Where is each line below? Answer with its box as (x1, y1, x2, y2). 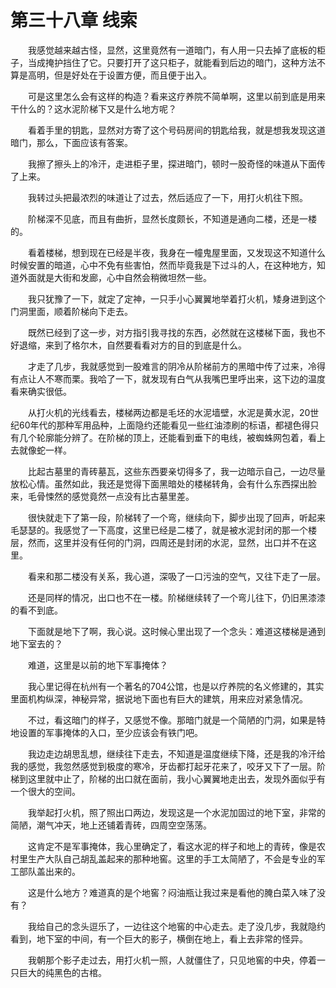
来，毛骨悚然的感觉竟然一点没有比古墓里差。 (10, 490, 195, 502)
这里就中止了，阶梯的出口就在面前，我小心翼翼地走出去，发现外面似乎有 (27, 772, 326, 785)
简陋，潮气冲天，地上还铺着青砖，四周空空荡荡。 (10, 819, 212, 831)
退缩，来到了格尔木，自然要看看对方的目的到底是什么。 (18, 339, 247, 351)
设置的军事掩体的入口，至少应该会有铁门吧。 (18, 726, 203, 738)
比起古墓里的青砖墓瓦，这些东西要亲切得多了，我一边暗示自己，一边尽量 (27, 465, 326, 477)
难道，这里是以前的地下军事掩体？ (27, 659, 168, 671)
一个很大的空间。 (10, 785, 81, 797)
